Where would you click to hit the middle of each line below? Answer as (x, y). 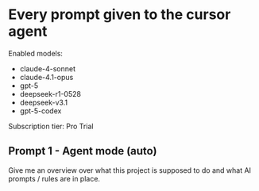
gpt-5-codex (41, 111)
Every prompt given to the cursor (120, 15)
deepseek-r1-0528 (50, 94)
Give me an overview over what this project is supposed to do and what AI (130, 170)
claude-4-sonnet (48, 68)
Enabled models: (36, 53)
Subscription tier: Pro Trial (51, 126)
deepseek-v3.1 (44, 102)
